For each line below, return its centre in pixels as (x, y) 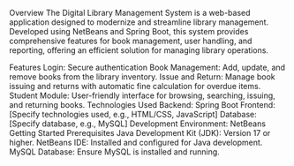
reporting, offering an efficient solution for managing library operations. (139, 50)
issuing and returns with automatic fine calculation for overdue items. (135, 86)
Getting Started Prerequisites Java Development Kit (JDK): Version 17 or (140, 133)
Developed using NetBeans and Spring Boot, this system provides (129, 31)
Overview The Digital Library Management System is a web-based (130, 13)
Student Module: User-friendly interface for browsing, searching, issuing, (142, 95)
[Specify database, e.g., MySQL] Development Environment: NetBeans (138, 124)
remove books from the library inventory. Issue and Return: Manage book (142, 77)
